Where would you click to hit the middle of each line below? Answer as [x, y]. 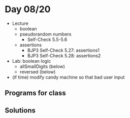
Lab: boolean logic [31, 61]
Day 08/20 [28, 9]
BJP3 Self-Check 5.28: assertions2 [64, 55]
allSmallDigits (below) [42, 66]
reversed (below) [38, 71]
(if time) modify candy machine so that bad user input [68, 77]
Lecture [20, 23]
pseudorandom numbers [45, 34]
